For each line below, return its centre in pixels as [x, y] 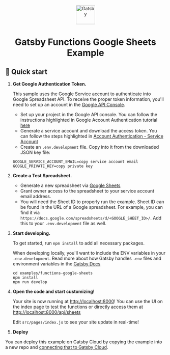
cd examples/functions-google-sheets [53, 273]
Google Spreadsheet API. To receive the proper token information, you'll [88, 99]
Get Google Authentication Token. [49, 84]
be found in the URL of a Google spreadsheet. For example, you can [91, 207]
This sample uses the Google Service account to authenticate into [82, 94]
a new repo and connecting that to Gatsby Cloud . [57, 347]
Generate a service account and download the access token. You [89, 131]
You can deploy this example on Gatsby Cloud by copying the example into [84, 342]
